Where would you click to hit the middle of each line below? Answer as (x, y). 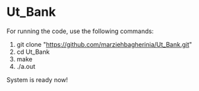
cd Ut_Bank (33, 52)
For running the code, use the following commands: (80, 31)
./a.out (26, 66)
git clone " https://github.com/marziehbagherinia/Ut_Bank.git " (104, 44)
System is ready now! (37, 79)
